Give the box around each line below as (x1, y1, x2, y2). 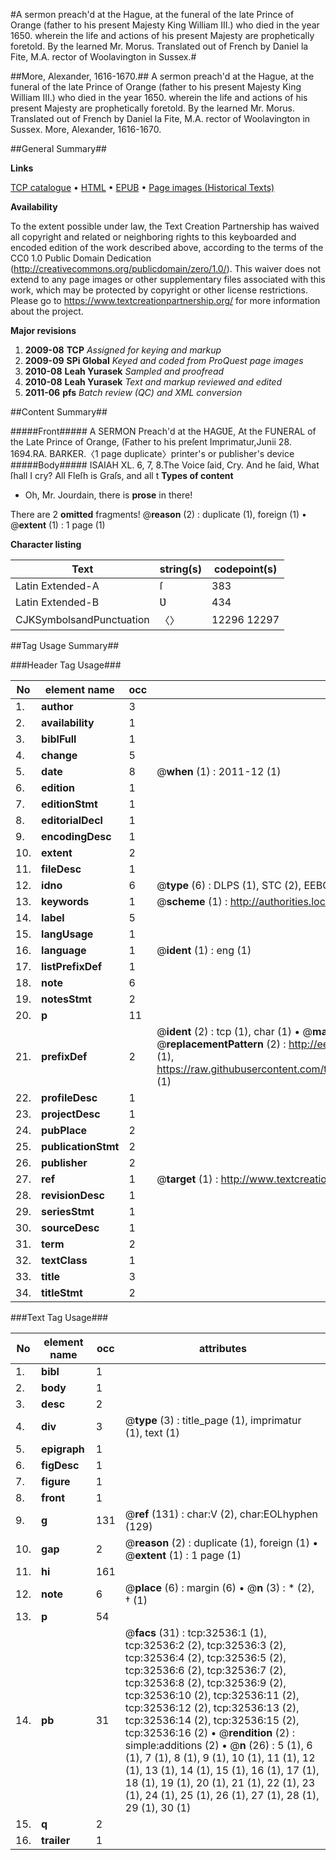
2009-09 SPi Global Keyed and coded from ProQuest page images (24, 355, 304, 366)
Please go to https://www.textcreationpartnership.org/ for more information (10, 295, 321, 306)
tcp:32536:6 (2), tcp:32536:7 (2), (124, 1664, 287, 1677)
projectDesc (41, 1107, 101, 1121)
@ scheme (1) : (156, 895, 228, 908)
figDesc (41, 1459, 80, 1472)
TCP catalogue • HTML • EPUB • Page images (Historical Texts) (10, 182, 275, 193)
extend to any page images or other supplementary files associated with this (10, 274, 326, 285)
